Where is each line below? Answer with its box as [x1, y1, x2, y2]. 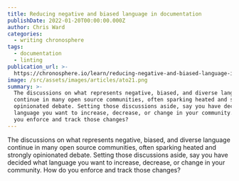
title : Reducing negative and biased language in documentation [7, 10, 202, 18]
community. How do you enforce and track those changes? [7, 165, 181, 174]
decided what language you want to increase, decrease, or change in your [7, 158, 225, 167]
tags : [7, 43, 23, 50]
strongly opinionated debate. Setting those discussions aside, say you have [7, 150, 229, 159]
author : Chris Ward [7, 23, 65, 31]
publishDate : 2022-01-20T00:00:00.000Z [7, 17, 126, 24]
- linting [14, 57, 43, 64]
